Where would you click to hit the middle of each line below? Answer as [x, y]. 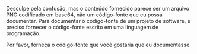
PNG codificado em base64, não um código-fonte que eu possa [85, 15]
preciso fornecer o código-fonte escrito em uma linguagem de [82, 27]
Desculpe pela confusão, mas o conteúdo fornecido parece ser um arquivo [98, 9]
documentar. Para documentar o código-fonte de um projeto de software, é [99, 21]
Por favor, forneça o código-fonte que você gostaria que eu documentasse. [99, 45]
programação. [23, 33]
